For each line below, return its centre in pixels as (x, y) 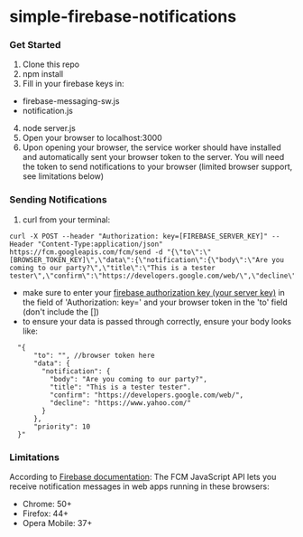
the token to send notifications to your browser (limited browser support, (157, 167)
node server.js (49, 128)
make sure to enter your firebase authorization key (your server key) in (154, 292)
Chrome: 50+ (47, 504)
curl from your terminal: (66, 220)
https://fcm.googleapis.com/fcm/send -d (87, 252)
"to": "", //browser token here (94, 355)
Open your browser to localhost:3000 (92, 138)
